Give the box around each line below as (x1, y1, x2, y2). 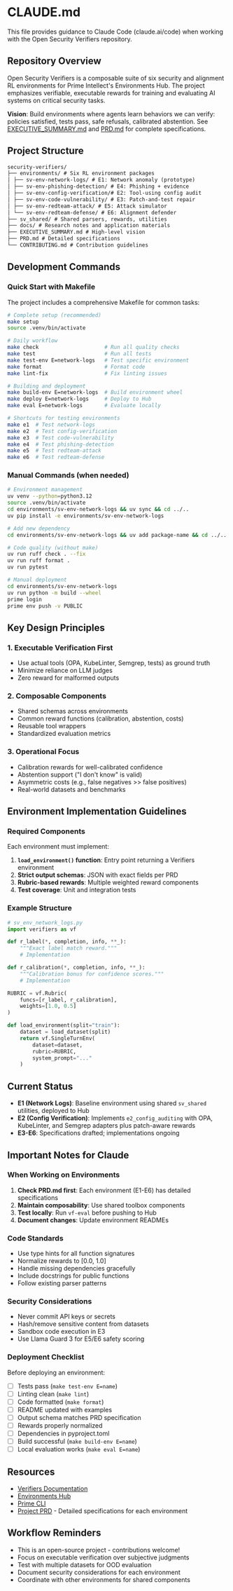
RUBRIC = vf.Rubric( (7, 990, 68, 997)
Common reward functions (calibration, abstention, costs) (17, 714, 184, 723)
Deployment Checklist (7, 1352, 85, 1362)
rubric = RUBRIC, (32, 1048, 77, 1055)
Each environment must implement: (7, 842, 110, 851)
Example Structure (7, 903, 72, 913)
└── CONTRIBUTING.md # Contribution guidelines (7, 242, 149, 249)
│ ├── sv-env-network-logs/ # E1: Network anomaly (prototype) (7, 177, 196, 184)
